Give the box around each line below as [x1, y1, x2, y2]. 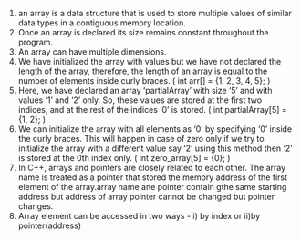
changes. [17, 201, 54, 212]
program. [17, 36, 53, 47]
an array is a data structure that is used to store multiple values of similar [17, 8, 292, 18]
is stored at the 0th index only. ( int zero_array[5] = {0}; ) [17, 153, 231, 163]
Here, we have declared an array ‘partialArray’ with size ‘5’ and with [17, 85, 273, 95]
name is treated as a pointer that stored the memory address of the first [17, 172, 288, 183]
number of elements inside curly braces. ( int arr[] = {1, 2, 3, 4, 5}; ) [17, 75, 271, 85]
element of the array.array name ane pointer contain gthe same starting [17, 182, 287, 192]
